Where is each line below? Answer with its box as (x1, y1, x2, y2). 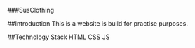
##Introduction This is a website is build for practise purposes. (7, 19, 188, 27)
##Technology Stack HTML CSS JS (7, 33, 110, 41)
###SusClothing (7, 6, 55, 14)
